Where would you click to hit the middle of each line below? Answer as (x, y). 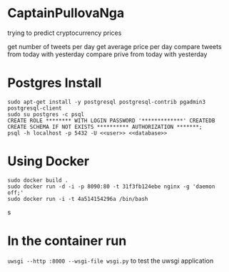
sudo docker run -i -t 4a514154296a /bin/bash (78, 199)
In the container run (67, 241)
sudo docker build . (38, 180)
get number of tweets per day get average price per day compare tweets (115, 46)
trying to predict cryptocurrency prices (65, 33)
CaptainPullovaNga (66, 13)
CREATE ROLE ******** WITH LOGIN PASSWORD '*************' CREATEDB (111, 120)
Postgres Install (55, 83)
